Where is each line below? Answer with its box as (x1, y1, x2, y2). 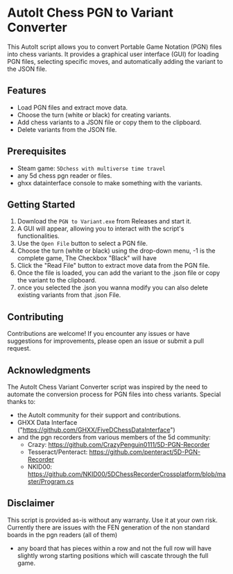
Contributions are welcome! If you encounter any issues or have (7, 330, 190, 338)
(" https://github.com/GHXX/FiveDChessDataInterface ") (17, 425, 175, 434)
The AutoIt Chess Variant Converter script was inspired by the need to (7, 383, 208, 391)
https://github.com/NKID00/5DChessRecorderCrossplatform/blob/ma (27, 470, 226, 478)
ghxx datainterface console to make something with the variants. (17, 178, 203, 187)
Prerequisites (7, 146, 67, 158)
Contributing (7, 311, 64, 323)
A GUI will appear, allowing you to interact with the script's (17, 224, 184, 233)
